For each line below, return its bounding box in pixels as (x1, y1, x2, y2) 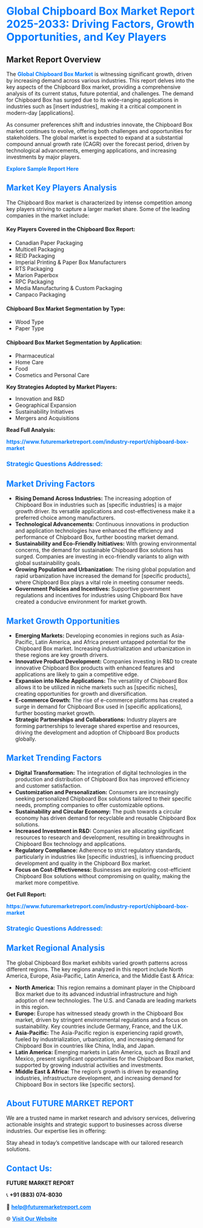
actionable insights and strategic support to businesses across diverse (6, 1121, 183, 1128)
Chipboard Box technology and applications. (15, 840, 126, 847)
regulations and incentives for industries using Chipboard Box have (15, 592, 183, 599)
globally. (15, 735, 36, 743)
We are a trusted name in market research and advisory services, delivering (6, 1114, 196, 1122)
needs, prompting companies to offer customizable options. (15, 801, 165, 808)
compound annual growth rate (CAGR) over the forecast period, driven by (6, 140, 190, 147)
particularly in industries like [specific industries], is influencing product (15, 853, 195, 860)
